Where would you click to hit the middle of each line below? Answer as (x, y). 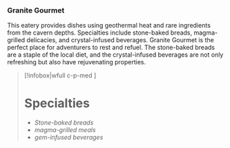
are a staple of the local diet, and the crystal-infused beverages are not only (115, 55)
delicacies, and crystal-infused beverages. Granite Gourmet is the (120, 40)
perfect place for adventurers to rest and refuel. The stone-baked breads (111, 48)
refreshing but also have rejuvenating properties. (77, 62)
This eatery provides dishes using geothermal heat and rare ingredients (109, 26)
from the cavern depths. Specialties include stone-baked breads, (100, 33)
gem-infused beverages (69, 138)
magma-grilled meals (65, 130)
